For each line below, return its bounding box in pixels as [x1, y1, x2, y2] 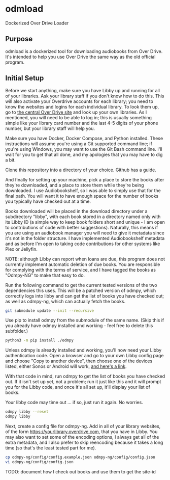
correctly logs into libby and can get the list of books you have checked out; [5, 292, 164, 299]
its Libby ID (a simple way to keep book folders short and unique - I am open [5, 219, 165, 225]
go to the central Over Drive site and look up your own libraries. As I [5, 109, 147, 115]
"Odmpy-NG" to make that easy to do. [5, 272, 85, 278]
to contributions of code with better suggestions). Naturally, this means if [5, 224, 158, 230]
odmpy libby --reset [5, 409, 49, 414]
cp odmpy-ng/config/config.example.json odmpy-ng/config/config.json [5, 455, 156, 460]
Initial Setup [5, 74, 44, 83]
